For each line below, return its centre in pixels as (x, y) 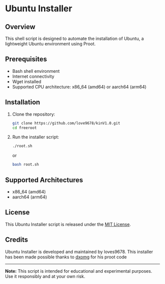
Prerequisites (26, 59)
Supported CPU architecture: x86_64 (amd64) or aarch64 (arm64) (79, 87)
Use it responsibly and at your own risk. (45, 276)
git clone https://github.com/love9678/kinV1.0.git (66, 123)
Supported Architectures (44, 180)
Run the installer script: (36, 137)
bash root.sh (26, 165)
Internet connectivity (33, 76)
